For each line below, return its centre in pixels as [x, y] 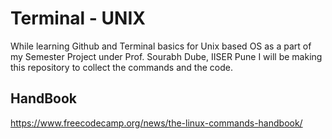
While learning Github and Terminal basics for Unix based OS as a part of [161, 46]
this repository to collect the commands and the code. [121, 67]
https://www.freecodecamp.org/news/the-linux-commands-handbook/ [156, 123]
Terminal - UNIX [78, 18]
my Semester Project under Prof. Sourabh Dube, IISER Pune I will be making [166, 56]
